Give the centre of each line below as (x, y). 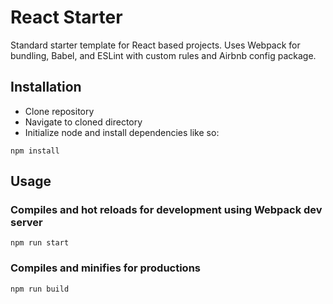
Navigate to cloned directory (83, 122)
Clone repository (59, 111)
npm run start (40, 243)
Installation (46, 87)
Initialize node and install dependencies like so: (122, 132)
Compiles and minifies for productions (105, 268)
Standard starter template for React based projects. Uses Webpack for (155, 45)
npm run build (40, 289)
